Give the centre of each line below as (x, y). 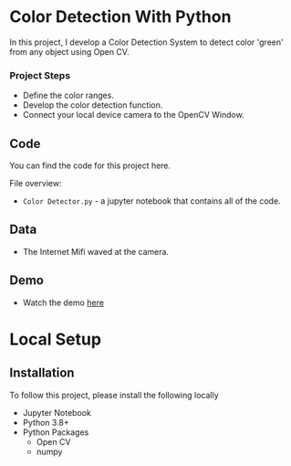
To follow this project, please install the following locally (114, 395)
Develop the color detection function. (93, 105)
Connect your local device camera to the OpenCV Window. (133, 115)
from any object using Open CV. (69, 51)
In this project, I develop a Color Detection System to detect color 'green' (147, 42)
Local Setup (56, 339)
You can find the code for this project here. (90, 165)
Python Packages (56, 432)
